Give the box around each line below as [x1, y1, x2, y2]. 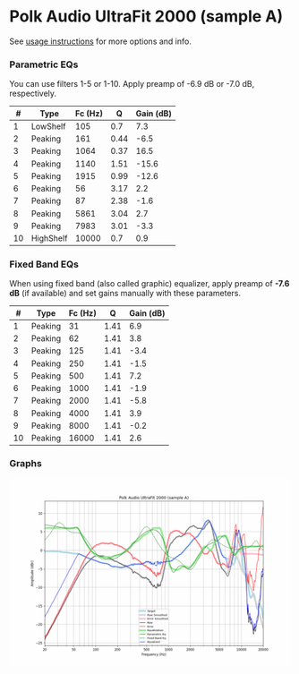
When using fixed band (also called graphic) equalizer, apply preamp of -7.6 [9, 278, 290, 289]
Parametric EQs [9, 58, 79, 71]
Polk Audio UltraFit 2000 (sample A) [9, 6, 284, 27]
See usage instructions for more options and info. [9, 36, 192, 47]
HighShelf [30, 233, 68, 243]
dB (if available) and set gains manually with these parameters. [9, 288, 242, 299]
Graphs [9, 457, 42, 470]
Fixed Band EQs [9, 258, 79, 270]
